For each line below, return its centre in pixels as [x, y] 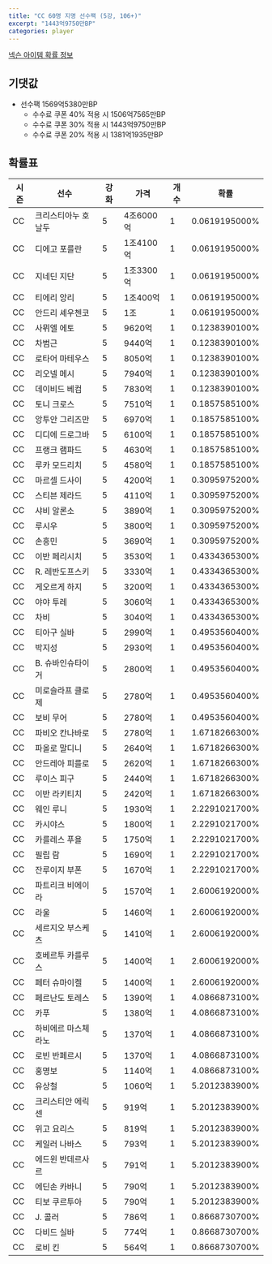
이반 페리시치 [59, 557]
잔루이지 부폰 [59, 870]
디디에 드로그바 [62, 435]
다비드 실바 [55, 1232]
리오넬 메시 [55, 374]
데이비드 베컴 [59, 389]
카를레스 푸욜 [59, 839]
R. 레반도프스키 [62, 572]
